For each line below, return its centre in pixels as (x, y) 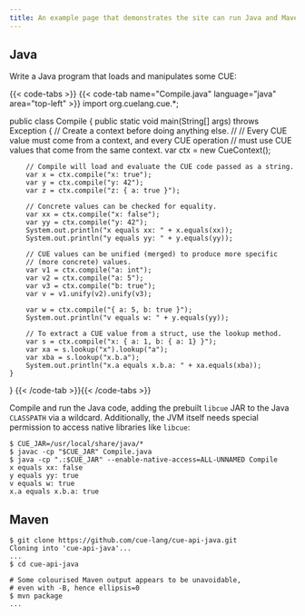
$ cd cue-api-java (44, 564)
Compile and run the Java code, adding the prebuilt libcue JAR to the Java (149, 408)
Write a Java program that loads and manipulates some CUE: (123, 76)
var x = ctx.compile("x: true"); (89, 175)
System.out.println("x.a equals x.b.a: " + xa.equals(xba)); (143, 366)
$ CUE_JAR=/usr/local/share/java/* (77, 444)
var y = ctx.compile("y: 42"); (85, 183)
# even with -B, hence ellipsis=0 (75, 588)
